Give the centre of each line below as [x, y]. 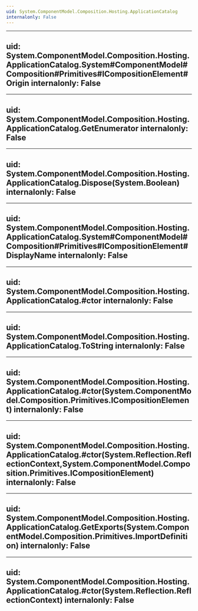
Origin [18, 83]
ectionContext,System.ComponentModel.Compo [98, 464]
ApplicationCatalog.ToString [60, 346]
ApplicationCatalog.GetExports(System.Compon [98, 527]
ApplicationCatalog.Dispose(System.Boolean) [93, 183]
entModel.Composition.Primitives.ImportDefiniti [97, 537]
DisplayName [31, 256]
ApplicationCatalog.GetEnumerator [72, 128]
